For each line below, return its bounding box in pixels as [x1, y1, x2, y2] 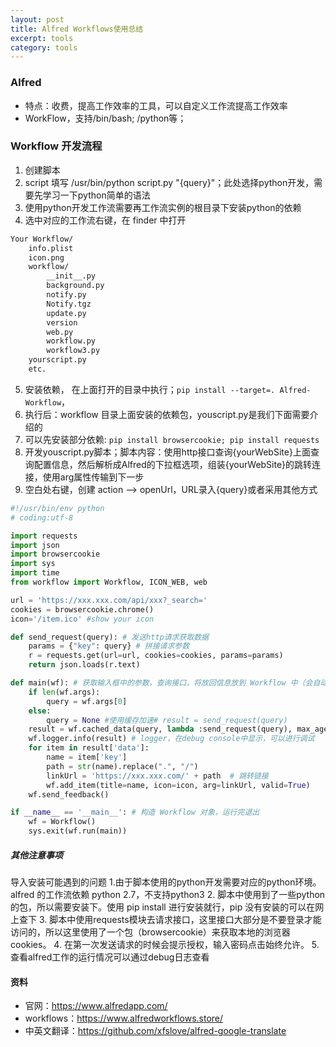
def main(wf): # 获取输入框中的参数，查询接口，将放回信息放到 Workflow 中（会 [10, 678, 313, 688]
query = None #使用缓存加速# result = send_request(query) [46, 715, 288, 725]
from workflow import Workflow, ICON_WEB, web [10, 577, 208, 588]
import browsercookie [10, 549, 101, 560]
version [46, 317, 78, 328]
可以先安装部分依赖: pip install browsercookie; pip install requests [24, 433, 320, 445]
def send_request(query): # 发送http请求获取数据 [10, 632, 210, 642]
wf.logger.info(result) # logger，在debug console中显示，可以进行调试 [28, 734, 315, 744]
